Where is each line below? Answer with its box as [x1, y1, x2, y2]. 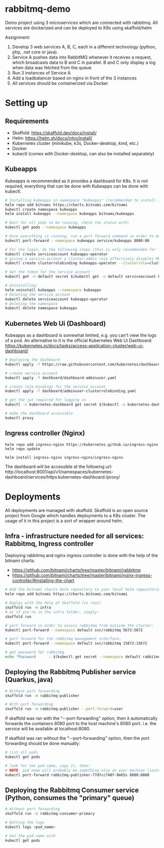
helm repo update [5, 446, 41, 451]
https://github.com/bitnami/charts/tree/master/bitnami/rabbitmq [12, 567, 141, 573]
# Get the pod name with [5, 833, 56, 838]
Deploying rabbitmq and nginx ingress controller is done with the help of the [5, 553, 158, 558]
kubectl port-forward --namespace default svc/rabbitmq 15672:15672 [5, 641, 147, 646]
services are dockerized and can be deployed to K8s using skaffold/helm [5, 24, 152, 30]
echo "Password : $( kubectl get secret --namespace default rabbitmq [5, 654, 161, 659]
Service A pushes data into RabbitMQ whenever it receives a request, [12, 54, 152, 60]
